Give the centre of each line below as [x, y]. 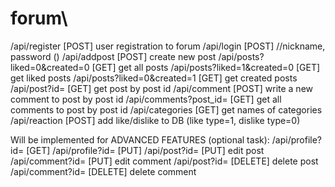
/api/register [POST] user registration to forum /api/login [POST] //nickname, [168, 46]
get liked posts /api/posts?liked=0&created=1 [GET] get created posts [154, 78]
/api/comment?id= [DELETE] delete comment [103, 171]
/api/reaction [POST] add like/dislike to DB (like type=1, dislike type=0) [155, 120]
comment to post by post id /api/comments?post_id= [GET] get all [146, 99]
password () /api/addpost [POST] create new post [113, 56]
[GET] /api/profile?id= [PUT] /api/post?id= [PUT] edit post [145, 150]
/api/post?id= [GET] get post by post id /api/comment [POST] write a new [162, 88]
